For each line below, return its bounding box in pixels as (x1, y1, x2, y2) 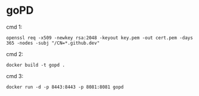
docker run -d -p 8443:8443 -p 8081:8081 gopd (6, 84, 124, 90)
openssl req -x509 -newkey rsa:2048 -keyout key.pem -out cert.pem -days (6, 35, 194, 41)
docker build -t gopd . (6, 62, 66, 68)
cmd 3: (6, 72, 24, 79)
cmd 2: (6, 50, 24, 57)
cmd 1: (6, 23, 23, 30)
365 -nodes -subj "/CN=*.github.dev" (6, 40, 100, 46)
